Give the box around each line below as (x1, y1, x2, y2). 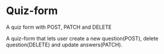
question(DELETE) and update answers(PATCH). (6, 41, 123, 48)
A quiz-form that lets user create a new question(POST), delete (6, 35, 159, 42)
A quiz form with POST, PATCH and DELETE (6, 23, 112, 31)
